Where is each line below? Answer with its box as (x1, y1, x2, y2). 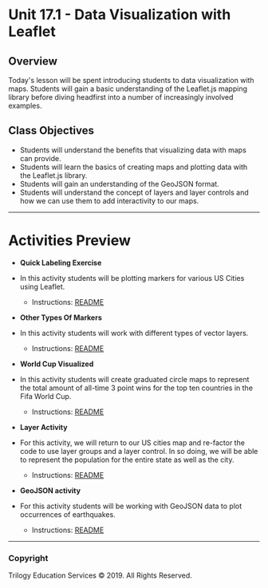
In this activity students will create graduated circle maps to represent (19, 374, 250, 384)
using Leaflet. (19, 282, 65, 291)
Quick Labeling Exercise (19, 258, 102, 267)
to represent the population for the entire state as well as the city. (19, 455, 235, 464)
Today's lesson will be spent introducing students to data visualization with (8, 76, 254, 85)
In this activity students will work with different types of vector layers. (19, 328, 249, 337)
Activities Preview (8, 231, 132, 249)
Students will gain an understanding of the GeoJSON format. (19, 179, 219, 188)
